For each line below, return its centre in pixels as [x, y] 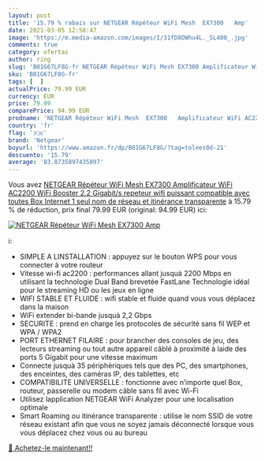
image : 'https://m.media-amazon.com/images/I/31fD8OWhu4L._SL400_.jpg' [128, 37]
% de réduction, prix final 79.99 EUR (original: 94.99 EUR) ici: [108, 210]
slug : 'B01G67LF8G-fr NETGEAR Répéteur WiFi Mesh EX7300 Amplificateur [128, 67]
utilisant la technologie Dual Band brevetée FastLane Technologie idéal [134, 282]
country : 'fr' [32, 125]
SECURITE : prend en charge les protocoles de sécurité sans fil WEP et [135, 323]
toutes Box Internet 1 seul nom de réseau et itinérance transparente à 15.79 [129, 201]
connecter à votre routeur [62, 265]
